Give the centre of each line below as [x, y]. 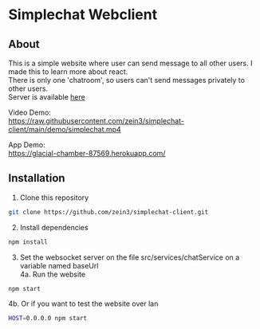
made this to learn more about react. [68, 72]
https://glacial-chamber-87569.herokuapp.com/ [87, 153]
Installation [37, 178]
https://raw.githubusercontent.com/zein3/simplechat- [97, 121]
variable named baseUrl [59, 265]
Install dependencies [54, 227]
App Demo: [27, 145]
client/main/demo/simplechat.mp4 [65, 129]
